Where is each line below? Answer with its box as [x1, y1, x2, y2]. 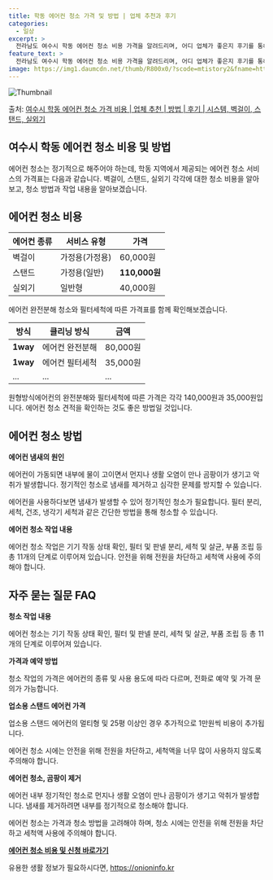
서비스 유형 [66, 236, 106, 247]
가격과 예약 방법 [8, 656, 58, 666]
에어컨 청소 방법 [8, 429, 83, 443]
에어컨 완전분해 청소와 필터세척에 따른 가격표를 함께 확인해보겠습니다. [8, 304, 227, 314]
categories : [8, 20, 49, 28]
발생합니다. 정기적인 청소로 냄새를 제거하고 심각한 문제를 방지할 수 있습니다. [23, 479, 262, 489]
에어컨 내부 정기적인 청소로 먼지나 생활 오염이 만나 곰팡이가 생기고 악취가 [8, 790, 238, 800]
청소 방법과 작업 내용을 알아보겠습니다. [25, 184, 148, 194]
